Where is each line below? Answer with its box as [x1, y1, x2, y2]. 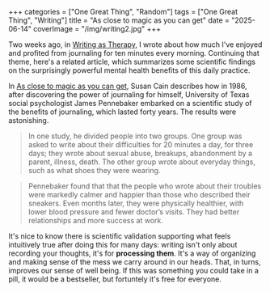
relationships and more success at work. [27, 216, 164, 225]
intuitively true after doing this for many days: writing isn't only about [8, 240, 238, 249]
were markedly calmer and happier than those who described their [27, 190, 251, 199]
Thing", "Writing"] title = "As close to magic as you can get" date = [8, 15, 230, 25]
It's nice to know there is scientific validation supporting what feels [8, 231, 231, 241]
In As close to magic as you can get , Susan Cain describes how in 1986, [8, 81, 248, 91]
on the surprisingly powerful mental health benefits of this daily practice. [8, 66, 251, 75]
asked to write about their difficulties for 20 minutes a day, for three [27, 140, 254, 149]
